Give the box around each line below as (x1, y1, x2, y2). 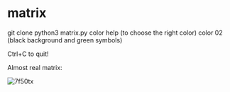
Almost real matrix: (7, 63, 62, 71)
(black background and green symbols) (7, 35, 123, 44)
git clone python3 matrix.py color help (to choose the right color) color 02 (7, 28, 223, 37)
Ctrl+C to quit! (7, 50, 49, 58)
